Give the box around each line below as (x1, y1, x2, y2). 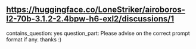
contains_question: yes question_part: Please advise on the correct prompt (6, 30, 191, 37)
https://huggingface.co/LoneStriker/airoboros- (6, 5, 186, 15)
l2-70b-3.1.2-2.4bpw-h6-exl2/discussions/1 (6, 14, 175, 24)
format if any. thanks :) (6, 35, 62, 43)
